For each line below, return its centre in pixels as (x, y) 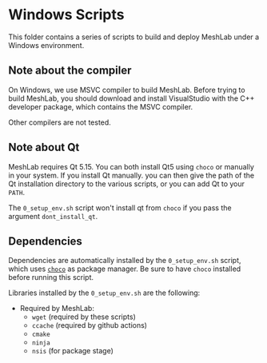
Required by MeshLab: (57, 309)
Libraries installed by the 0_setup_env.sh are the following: (104, 293)
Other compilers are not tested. (60, 122)
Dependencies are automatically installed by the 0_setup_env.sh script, (125, 261)
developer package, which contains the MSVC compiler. (101, 106)
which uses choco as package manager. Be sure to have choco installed (125, 269)
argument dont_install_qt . (53, 216)
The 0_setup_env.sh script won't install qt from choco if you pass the (120, 207)
